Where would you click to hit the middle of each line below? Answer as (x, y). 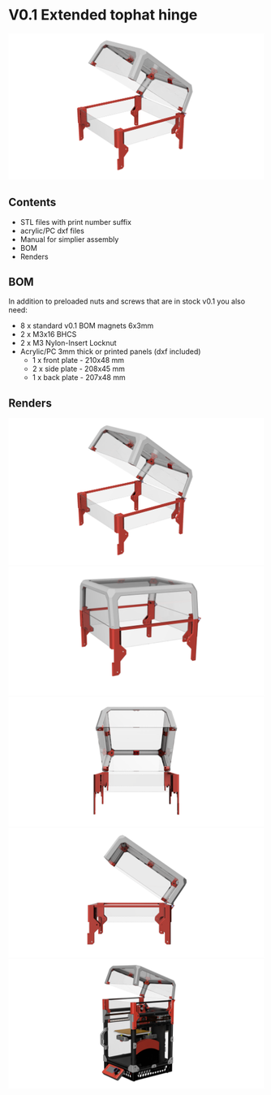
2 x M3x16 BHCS (48, 334)
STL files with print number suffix (76, 222)
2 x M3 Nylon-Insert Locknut (68, 343)
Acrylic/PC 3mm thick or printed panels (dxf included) (110, 351)
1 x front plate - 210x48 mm (78, 360)
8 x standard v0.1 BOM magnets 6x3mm (87, 325)
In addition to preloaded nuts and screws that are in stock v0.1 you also (127, 301)
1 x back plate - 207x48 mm (79, 377)
